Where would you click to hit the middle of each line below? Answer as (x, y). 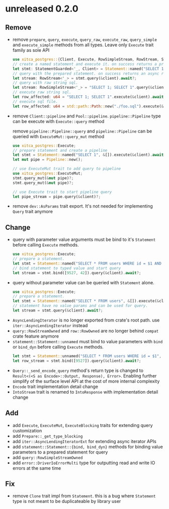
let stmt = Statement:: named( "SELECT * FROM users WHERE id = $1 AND (87, 263)
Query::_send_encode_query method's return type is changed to (78, 370)
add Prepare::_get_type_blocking (48, 436)
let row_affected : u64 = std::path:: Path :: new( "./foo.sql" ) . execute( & (88, 106)
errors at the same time (37, 468)
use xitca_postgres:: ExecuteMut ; (48, 173)
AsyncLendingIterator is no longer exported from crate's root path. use (86, 320)
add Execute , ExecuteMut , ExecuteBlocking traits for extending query (82, 425)
